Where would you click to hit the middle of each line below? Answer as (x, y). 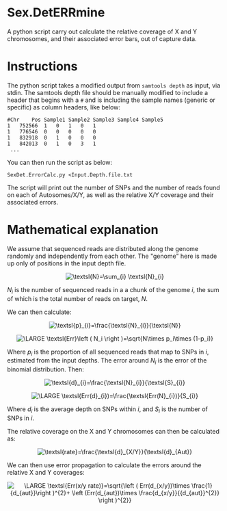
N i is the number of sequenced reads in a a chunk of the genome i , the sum (113, 290)
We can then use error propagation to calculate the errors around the (104, 465)
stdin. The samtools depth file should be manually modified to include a (108, 92)
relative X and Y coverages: (46, 472)
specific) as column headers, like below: (64, 107)
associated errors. (33, 202)
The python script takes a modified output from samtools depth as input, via (114, 85)
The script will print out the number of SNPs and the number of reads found (113, 187)
